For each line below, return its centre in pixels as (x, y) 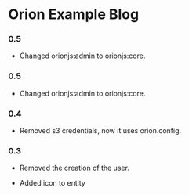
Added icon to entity (53, 183)
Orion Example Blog (74, 14)
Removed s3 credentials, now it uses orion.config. (100, 131)
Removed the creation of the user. (74, 168)
